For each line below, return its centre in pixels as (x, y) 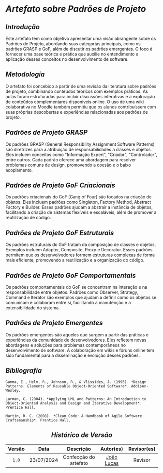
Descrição (79, 449)
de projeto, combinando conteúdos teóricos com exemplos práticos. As (77, 91)
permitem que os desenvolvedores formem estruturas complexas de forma (80, 255)
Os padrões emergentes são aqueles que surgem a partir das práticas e (77, 334)
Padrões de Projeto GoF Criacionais (60, 185)
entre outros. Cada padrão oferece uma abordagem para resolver (71, 159)
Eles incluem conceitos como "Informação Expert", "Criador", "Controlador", (81, 155)
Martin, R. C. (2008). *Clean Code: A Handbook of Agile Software (74, 416)
